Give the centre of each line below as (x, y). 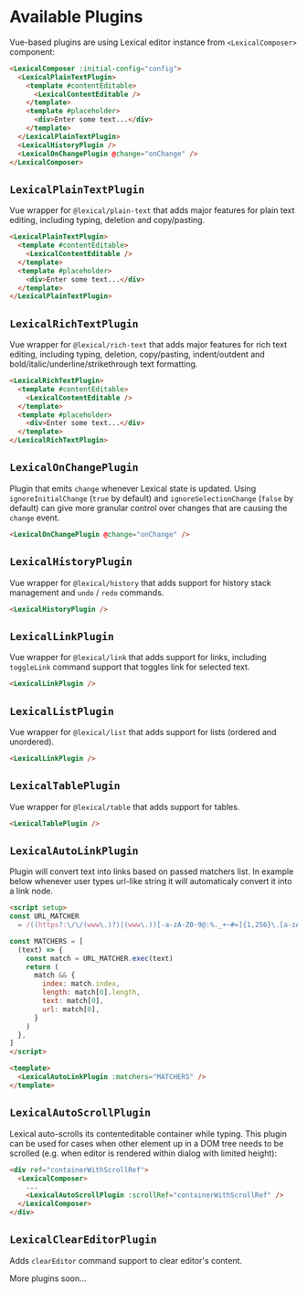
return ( (42, 967)
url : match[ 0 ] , (71, 1009)
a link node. (31, 891)
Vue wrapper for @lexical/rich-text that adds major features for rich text (148, 345)
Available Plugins (76, 17)
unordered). (32, 742)
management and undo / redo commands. (87, 593)
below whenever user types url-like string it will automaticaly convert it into (151, 882)
